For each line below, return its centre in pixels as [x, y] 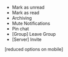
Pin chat [20, 29]
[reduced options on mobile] [34, 49]
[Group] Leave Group [34, 34]
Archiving [22, 18]
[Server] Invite [27, 39]
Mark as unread [28, 7]
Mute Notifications [31, 23]
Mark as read [25, 13]
